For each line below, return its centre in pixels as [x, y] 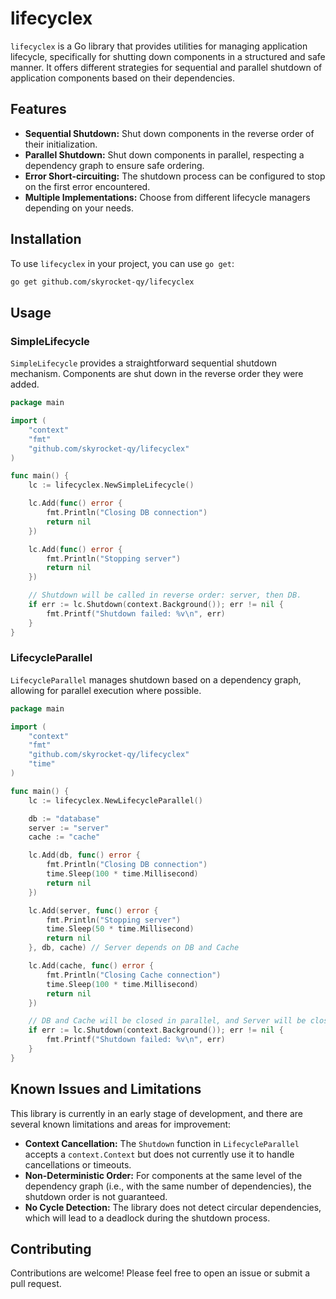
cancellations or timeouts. [78, 1164]
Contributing [51, 1249]
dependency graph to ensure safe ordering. [114, 165]
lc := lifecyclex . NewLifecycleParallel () [115, 800]
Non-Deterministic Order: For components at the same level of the [163, 1175]
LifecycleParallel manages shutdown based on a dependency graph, [156, 679]
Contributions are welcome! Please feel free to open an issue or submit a [160, 1273]
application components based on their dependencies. [123, 78]
